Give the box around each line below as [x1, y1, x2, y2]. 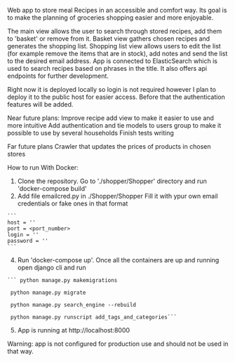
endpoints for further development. [7, 72, 109, 80]
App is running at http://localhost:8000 [17, 326, 130, 334]
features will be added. [7, 100, 74, 108]
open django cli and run [17, 263, 86, 271]
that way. [7, 347, 34, 355]
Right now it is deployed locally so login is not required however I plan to [7, 86, 216, 93]
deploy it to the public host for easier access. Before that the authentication [7, 93, 226, 101]
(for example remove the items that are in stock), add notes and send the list [7, 49, 228, 58]
